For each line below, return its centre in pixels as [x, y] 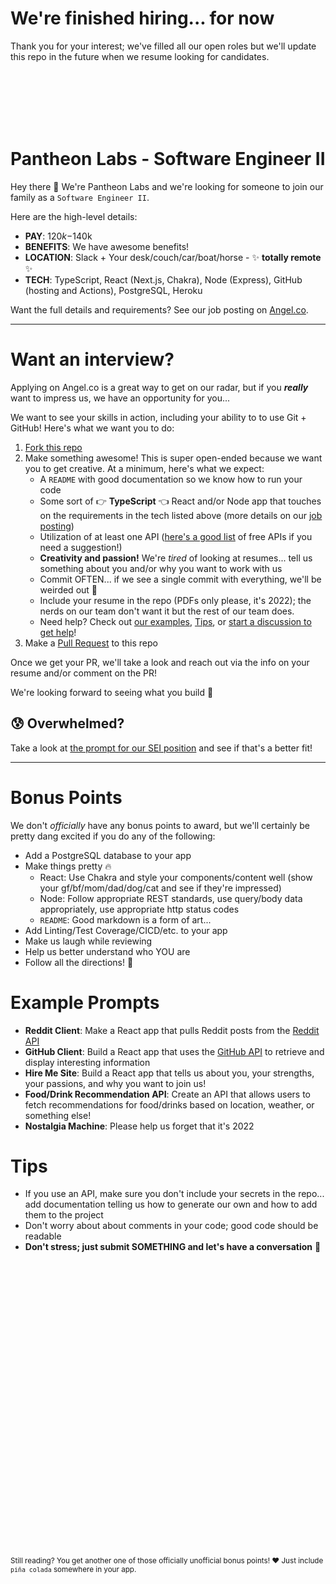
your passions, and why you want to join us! [115, 1083]
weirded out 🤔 [68, 589]
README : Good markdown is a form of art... [125, 919]
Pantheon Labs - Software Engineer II [168, 159]
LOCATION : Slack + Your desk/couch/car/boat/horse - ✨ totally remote [173, 257]
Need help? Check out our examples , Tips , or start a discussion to [175, 621]
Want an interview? [92, 359]
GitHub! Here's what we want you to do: [92, 428]
